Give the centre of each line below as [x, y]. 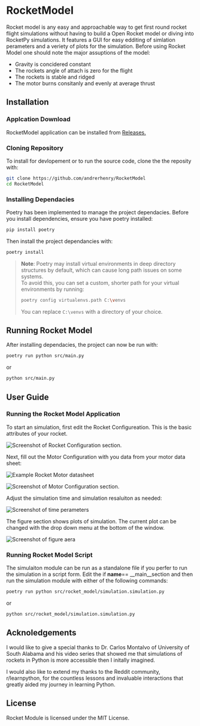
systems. [32, 276]
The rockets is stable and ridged [54, 77]
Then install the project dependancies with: [60, 241]
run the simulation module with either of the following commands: [87, 581]
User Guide [28, 397]
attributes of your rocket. [37, 433]
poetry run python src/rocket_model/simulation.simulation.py [85, 592]
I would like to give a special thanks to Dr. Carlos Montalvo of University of [98, 647]
